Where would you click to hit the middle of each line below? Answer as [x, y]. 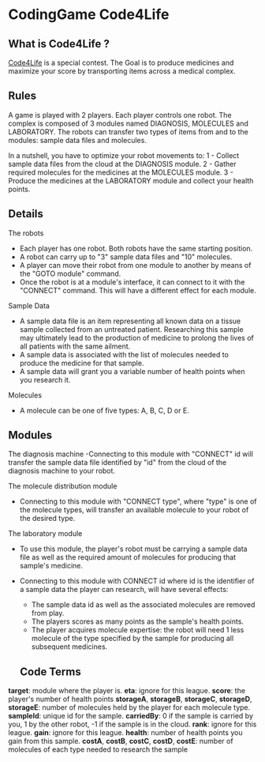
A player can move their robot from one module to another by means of [135, 265]
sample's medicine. [51, 566]
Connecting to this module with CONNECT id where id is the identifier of [137, 581]
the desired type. [47, 519]
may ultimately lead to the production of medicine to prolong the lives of [137, 338]
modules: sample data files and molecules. [78, 140]
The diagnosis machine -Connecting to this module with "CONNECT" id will [131, 454]
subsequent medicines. [69, 647]
